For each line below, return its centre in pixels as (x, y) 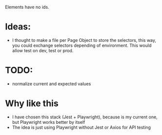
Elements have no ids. (27, 7)
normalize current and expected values (51, 84)
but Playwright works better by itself (49, 122)
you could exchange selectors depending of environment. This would (82, 45)
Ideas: (18, 27)
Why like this (32, 104)
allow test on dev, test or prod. (43, 50)
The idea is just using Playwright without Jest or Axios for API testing (81, 127)
